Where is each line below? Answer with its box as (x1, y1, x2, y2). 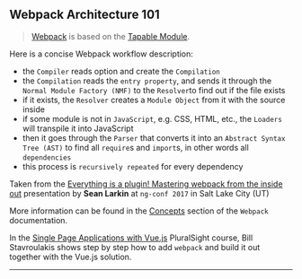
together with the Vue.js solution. (9, 251, 132, 262)
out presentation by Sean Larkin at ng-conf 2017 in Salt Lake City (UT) (9, 187, 270, 198)
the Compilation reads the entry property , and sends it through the (22, 75, 272, 86)
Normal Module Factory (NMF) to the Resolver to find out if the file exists (22, 84, 286, 95)
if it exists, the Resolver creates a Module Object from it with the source (22, 94, 286, 105)
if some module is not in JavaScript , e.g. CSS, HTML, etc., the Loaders (22, 113, 283, 124)
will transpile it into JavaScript (22, 123, 134, 134)
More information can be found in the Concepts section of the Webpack (9, 205, 269, 216)
